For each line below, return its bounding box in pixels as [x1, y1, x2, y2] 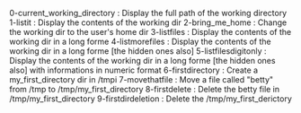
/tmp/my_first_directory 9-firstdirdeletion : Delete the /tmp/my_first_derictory [9, 93, 292, 104]
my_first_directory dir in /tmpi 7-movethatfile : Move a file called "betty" [9, 74, 274, 84]
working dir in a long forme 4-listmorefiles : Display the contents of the [9, 36, 271, 47]
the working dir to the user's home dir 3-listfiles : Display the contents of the [9, 27, 292, 37]
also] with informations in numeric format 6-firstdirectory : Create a [9, 65, 259, 75]
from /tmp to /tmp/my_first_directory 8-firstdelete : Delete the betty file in [9, 84, 280, 94]
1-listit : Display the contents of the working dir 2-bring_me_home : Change [9, 17, 288, 28]
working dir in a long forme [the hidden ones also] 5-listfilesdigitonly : [9, 46, 267, 56]
